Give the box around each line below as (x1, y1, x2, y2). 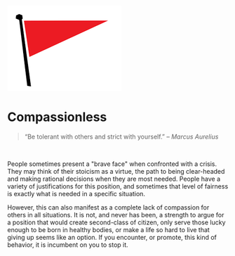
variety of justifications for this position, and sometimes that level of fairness (7, 181, 229, 191)
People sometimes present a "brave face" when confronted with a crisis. (7, 160, 217, 168)
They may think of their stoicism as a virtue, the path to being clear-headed (7, 167, 225, 175)
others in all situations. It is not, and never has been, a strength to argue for (7, 210, 224, 219)
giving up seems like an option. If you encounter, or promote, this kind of (7, 233, 217, 241)
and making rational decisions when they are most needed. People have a (7, 174, 221, 183)
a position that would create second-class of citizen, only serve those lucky (7, 218, 226, 226)
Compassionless (7, 109, 107, 125)
